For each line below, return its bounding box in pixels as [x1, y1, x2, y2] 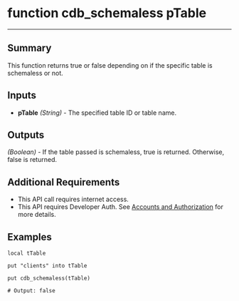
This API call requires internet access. [17, 195, 129, 204]
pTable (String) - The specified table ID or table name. [17, 108, 176, 117]
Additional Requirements [7, 176, 120, 188]
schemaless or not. [7, 68, 64, 77]
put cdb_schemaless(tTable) [7, 275, 91, 282]
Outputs [7, 128, 45, 141]
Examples [7, 230, 52, 243]
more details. [17, 210, 57, 219]
